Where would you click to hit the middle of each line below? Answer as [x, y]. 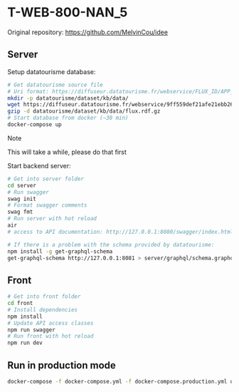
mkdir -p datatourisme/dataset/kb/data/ [68, 98]
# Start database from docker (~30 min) [68, 118]
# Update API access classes [51, 323]
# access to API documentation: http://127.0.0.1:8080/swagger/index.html [121, 232]
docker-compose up [34, 125]
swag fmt [20, 212]
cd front [20, 304]
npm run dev [25, 343]
